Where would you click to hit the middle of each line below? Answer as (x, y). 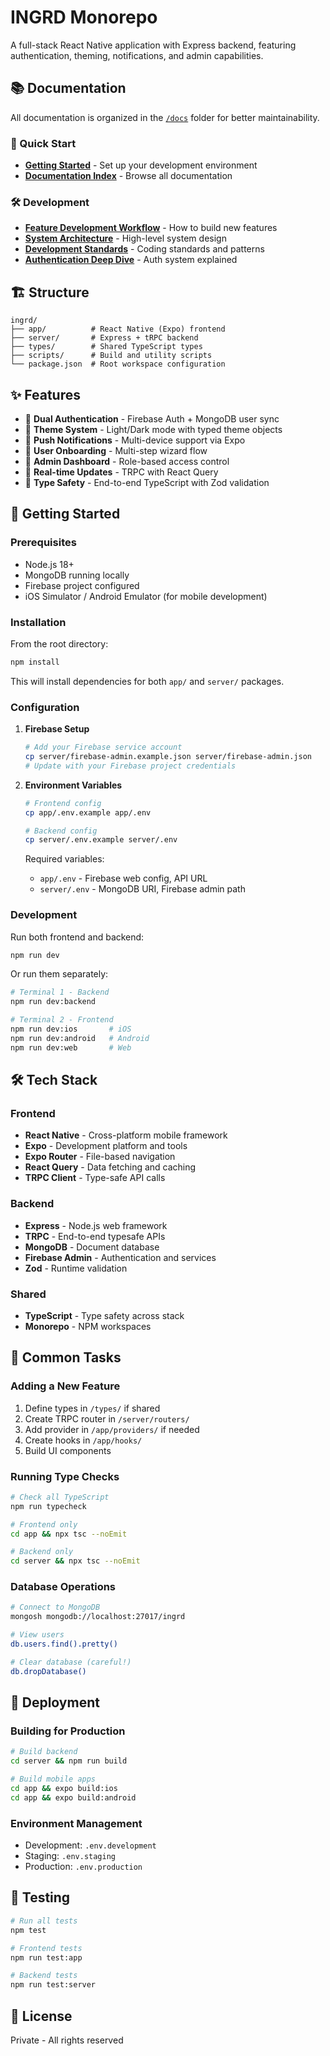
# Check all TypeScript (60, 1497)
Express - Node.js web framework (96, 1225)
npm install (35, 662)
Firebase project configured (82, 585)
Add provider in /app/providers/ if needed (112, 1429)
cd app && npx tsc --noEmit (69, 1534)
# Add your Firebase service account (103, 747)
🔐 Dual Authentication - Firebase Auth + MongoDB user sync (152, 418)
